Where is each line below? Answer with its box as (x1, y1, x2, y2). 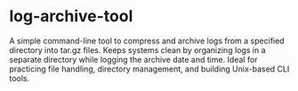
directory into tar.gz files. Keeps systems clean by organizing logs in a (9, 44, 266, 55)
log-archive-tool (9, 6, 133, 27)
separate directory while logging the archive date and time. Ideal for (9, 54, 258, 64)
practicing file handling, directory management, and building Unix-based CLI (9, 64, 290, 74)
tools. (9, 72, 30, 83)
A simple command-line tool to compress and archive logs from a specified (9, 35, 285, 46)
